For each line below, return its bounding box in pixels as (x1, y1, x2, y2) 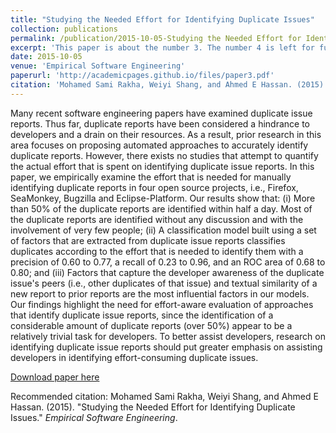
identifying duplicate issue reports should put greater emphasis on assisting (10, 341, 323, 353)
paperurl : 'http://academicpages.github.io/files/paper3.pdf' (10, 71, 275, 81)
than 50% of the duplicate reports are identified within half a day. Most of (10, 202, 313, 215)
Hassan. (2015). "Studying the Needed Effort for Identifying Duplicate (10, 401, 296, 413)
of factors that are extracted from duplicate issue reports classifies (10, 234, 286, 246)
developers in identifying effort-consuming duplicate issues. (10, 351, 259, 363)
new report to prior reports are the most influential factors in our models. (10, 287, 310, 300)
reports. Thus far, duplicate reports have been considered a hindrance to (10, 117, 311, 130)
